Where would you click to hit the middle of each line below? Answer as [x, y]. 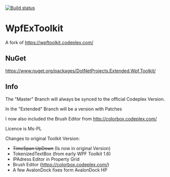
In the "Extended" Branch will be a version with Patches [64, 109]
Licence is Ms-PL [23, 128]
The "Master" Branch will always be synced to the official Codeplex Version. [85, 99]
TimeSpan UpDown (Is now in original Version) [62, 148]
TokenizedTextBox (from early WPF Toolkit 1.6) [62, 154]
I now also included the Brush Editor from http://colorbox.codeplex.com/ [81, 119]
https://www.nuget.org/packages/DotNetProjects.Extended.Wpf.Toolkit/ [81, 71]
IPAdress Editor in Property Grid [46, 159]
